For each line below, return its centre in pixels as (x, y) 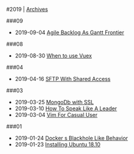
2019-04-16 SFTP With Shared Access (63, 79)
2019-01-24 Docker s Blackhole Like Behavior (71, 138)
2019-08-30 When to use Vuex (53, 56)
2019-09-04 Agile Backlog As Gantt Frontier (69, 32)
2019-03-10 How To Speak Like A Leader (66, 108)
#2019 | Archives (27, 9)
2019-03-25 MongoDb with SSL (54, 102)
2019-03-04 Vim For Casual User (56, 115)
